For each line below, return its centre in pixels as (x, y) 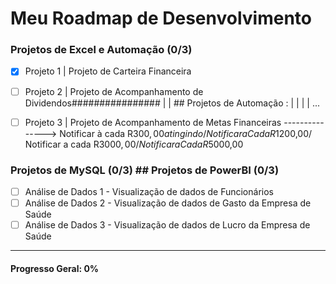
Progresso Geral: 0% (55, 268)
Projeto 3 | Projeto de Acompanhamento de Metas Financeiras (153, 122)
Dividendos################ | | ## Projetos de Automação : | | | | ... (172, 103)
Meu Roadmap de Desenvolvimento (161, 18)
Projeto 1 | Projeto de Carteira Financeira (108, 71)
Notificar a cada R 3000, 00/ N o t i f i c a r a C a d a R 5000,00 (134, 144)
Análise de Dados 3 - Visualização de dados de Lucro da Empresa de (167, 225)
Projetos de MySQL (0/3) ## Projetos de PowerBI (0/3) (145, 170)
